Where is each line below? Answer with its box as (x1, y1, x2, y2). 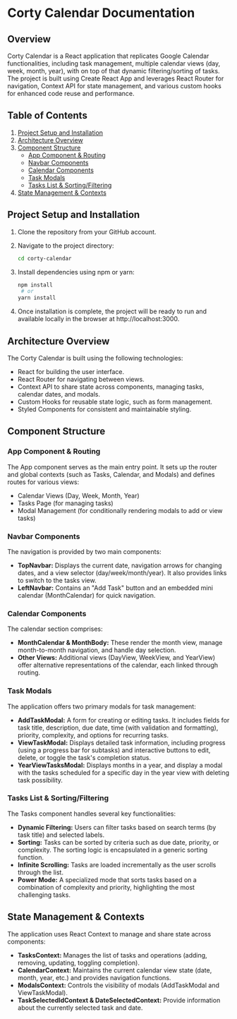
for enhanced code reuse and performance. (7, 90, 135, 97)
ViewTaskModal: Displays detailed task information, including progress (17, 738, 226, 747)
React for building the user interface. (17, 367, 125, 375)
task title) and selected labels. (17, 831, 104, 839)
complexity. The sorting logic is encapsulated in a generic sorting (17, 845, 208, 854)
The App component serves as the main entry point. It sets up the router (7, 462, 217, 471)
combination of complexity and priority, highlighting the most (17, 883, 195, 891)
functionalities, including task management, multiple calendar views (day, (7, 59, 221, 68)
